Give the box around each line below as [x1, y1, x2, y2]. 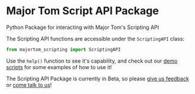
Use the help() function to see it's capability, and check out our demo [6, 57, 178, 64]
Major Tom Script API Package [6, 4, 159, 18]
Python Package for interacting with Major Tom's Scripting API [6, 24, 159, 31]
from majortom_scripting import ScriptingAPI [6, 46, 121, 53]
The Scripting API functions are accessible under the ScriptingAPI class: [6, 35, 185, 42]
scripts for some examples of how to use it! [6, 63, 112, 70]
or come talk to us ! [6, 81, 52, 88]
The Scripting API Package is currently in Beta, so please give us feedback [6, 75, 189, 82]
